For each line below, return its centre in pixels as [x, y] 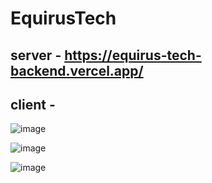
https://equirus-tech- [133, 55]
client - [33, 104]
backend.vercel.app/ [77, 70]
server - [36, 55]
